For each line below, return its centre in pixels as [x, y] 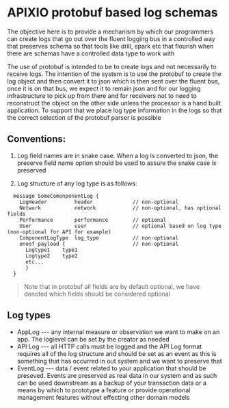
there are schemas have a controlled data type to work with [91, 53]
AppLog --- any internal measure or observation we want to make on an [118, 332]
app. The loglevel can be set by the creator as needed [93, 339]
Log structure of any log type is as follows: [77, 183]
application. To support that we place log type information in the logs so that [114, 110]
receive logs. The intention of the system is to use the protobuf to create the [114, 74]
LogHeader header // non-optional [99, 202]
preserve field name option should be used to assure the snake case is [117, 163]
